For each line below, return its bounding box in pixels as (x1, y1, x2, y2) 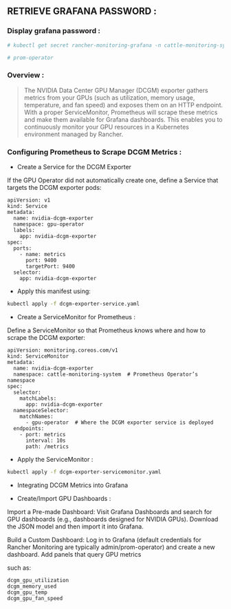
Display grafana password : (7, 26, 101, 36)
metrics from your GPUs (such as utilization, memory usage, (23, 93, 195, 102)
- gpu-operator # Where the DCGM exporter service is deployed (25, 419, 214, 426)
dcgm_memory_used (7, 583, 57, 590)
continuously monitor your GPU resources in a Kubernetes (23, 122, 189, 131)
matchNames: (19, 413, 54, 420)
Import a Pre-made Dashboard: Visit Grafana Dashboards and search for (7, 507, 212, 515)
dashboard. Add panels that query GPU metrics (7, 550, 142, 558)
